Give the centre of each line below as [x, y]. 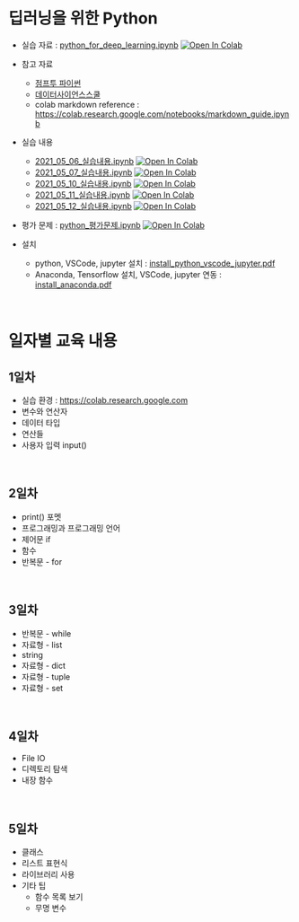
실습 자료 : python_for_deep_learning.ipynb [100, 45]
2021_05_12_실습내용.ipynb [83, 206]
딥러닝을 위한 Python [83, 18]
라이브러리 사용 [48, 874]
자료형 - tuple [46, 676]
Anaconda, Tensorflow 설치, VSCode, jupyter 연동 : [128, 274]
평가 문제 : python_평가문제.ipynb [81, 224]
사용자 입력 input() [54, 444]
